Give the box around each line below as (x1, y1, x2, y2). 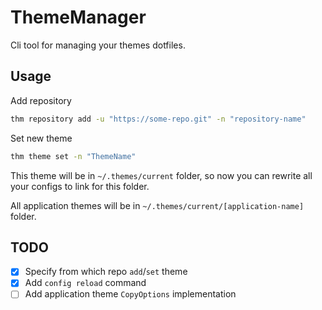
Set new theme (10, 132, 73, 144)
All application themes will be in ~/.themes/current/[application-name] (10, 199, 305, 211)
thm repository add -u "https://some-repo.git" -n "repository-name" (10, 114, 307, 124)
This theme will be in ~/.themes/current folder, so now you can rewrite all (10, 169, 313, 181)
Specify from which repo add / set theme (24, 266, 188, 278)
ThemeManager (10, 6, 147, 29)
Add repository (10, 94, 72, 106)
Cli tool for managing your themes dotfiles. (10, 39, 186, 51)
